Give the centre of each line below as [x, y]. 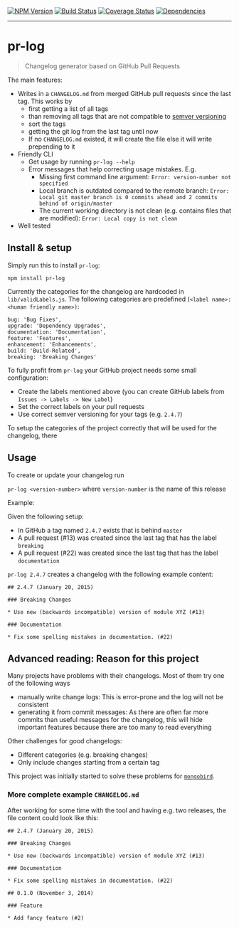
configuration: [28, 378]
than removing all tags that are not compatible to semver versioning [127, 116]
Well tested [34, 225]
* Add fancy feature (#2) [46, 918]
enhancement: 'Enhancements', [52, 344]
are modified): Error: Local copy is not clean [108, 218]
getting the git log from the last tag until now [93, 131]
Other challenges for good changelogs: [65, 741]
